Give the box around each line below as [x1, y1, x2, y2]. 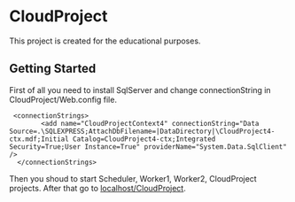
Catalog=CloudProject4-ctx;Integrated [72, 135, 216, 144]
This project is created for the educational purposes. [9, 35, 201, 46]
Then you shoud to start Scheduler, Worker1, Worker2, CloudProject [9, 173, 257, 183]
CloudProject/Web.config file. [9, 94, 118, 105]
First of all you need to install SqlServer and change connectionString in [9, 84, 272, 95]
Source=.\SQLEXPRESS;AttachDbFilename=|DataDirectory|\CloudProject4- [9, 127, 276, 136]
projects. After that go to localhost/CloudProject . [9, 183, 186, 193]
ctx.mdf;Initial [9, 135, 69, 144]
